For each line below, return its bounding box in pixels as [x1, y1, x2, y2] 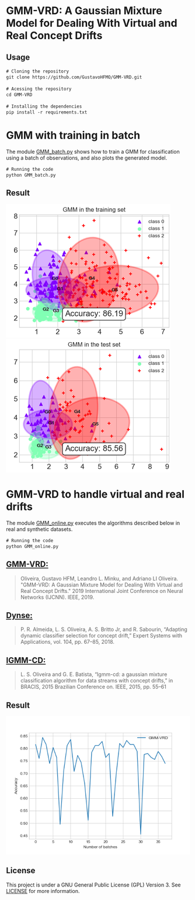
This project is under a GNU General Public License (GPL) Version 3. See [6, 881, 181, 888]
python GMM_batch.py [6, 172, 57, 178]
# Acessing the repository [6, 86, 72, 92]
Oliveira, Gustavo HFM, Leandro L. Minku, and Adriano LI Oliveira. [20, 575, 179, 582]
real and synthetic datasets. [6, 525, 73, 533]
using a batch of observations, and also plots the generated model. [6, 154, 168, 161]
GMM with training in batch [6, 129, 141, 142]
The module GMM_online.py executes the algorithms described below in [6, 519, 180, 526]
